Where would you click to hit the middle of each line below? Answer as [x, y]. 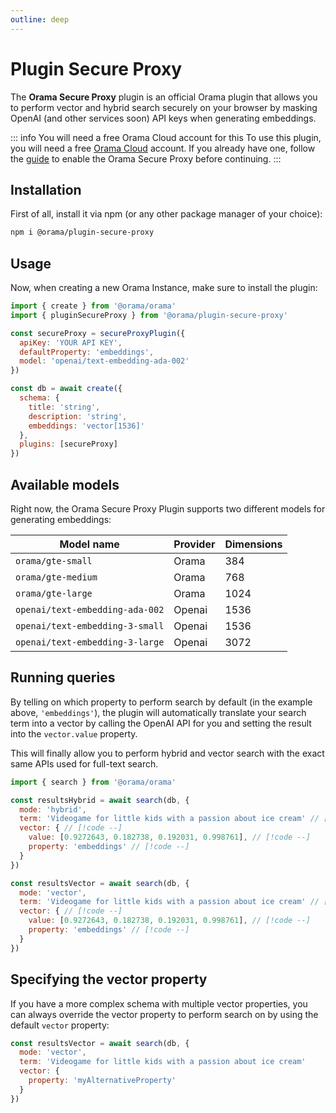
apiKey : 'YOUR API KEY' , [71, 342]
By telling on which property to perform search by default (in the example [161, 702]
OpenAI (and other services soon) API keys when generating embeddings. [163, 118]
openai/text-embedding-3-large [90, 642]
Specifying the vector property [109, 979]
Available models [65, 484]
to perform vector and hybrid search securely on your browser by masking [164, 107]
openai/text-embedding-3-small [90, 626]
